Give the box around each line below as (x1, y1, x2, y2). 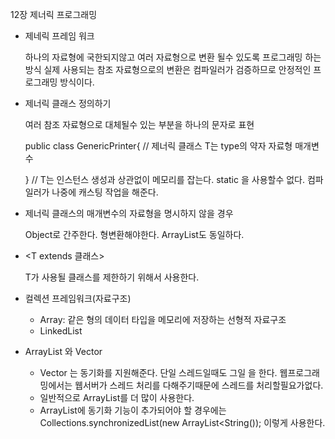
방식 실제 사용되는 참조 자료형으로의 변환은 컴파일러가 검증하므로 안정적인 (24, 64, 312, 75)
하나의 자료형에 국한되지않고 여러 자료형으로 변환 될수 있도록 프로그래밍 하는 (24, 51, 322, 63)
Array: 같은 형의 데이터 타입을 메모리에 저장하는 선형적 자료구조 (39, 314, 287, 325)
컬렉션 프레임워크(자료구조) (24, 293, 132, 304)
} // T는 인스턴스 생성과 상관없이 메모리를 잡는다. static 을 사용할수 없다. (24, 174, 306, 185)
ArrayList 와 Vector (24, 346, 103, 357)
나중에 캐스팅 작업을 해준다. (51, 186, 159, 198)
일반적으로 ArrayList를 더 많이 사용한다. (39, 392, 195, 403)
